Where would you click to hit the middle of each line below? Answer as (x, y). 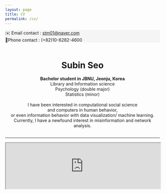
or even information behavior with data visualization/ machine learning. (83, 115)
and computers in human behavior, (83, 110)
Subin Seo (83, 65)
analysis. (83, 126)
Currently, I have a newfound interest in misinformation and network (83, 120)
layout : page (18, 10)
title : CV (15, 14)
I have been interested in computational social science (83, 105)
